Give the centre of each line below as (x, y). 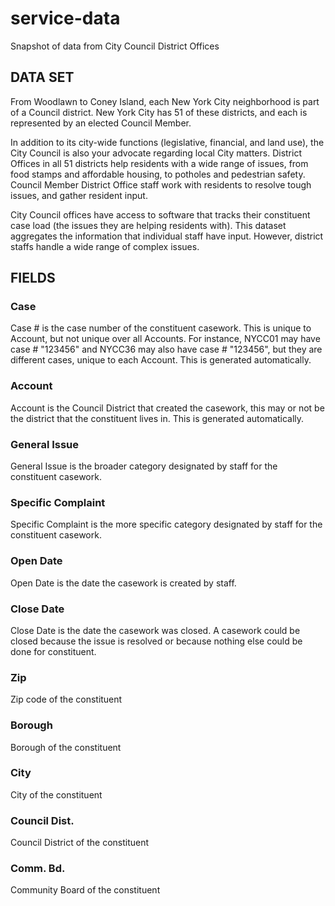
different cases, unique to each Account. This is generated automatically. (161, 360)
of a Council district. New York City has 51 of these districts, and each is (159, 112)
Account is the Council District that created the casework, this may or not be (167, 408)
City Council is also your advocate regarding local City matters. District (156, 153)
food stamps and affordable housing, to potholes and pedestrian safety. (158, 174)
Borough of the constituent (66, 747)
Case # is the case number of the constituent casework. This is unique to (161, 328)
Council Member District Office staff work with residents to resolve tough (161, 184)
